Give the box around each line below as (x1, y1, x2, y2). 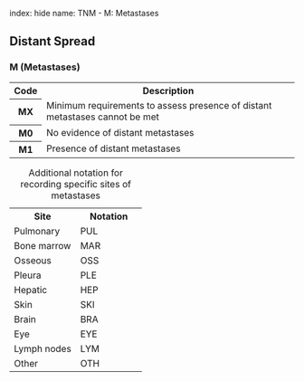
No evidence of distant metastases (46, 126, 195, 138)
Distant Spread (9, 33, 96, 49)
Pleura (14, 269, 42, 281)
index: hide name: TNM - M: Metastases (9, 8, 159, 18)
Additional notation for (28, 167, 124, 179)
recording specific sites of (20, 177, 131, 190)
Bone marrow (14, 239, 71, 252)
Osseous (14, 253, 52, 266)
